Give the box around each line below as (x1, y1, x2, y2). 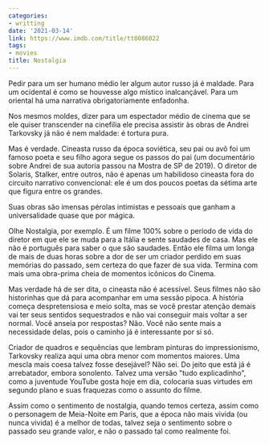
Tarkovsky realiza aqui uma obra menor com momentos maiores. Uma (8, 351, 240, 360)
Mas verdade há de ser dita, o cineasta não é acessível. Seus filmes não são (8, 284, 261, 294)
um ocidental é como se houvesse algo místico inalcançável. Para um (8, 87, 238, 96)
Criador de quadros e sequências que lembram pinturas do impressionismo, (8, 342, 260, 352)
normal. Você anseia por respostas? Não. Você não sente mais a (8, 318, 222, 328)
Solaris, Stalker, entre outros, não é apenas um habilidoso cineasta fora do (8, 169, 255, 179)
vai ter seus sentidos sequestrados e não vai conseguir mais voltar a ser (8, 310, 248, 320)
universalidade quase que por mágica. (8, 210, 135, 220)
